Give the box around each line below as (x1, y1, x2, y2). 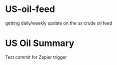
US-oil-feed (5, 3, 55, 15)
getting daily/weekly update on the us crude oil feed (5, 20, 112, 26)
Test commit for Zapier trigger (5, 54, 67, 60)
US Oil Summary (5, 37, 74, 49)
